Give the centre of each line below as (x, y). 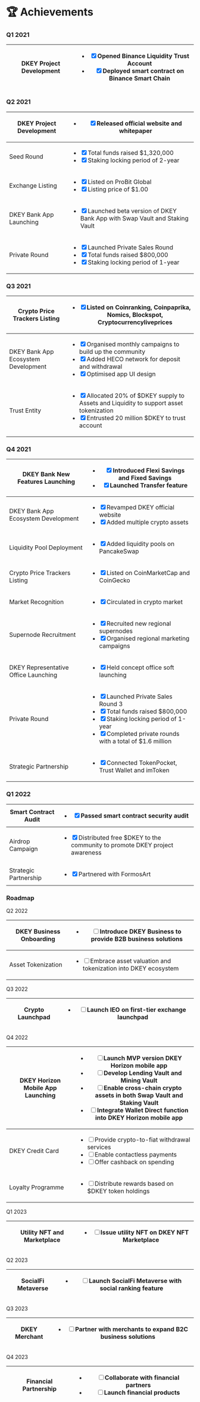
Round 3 (111, 704)
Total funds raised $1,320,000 (131, 153)
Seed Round (26, 156)
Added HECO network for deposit (133, 359)
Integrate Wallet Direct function (143, 1110)
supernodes (116, 631)
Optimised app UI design (121, 374)
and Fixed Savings (145, 478)
